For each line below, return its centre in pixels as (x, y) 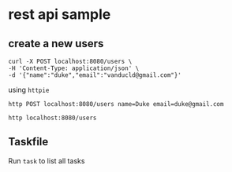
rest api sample (60, 15)
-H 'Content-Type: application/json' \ (74, 68)
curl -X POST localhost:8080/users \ (70, 61)
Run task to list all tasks (47, 161)
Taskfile (28, 142)
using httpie (29, 90)
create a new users (56, 44)
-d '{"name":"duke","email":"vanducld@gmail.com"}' (95, 75)
